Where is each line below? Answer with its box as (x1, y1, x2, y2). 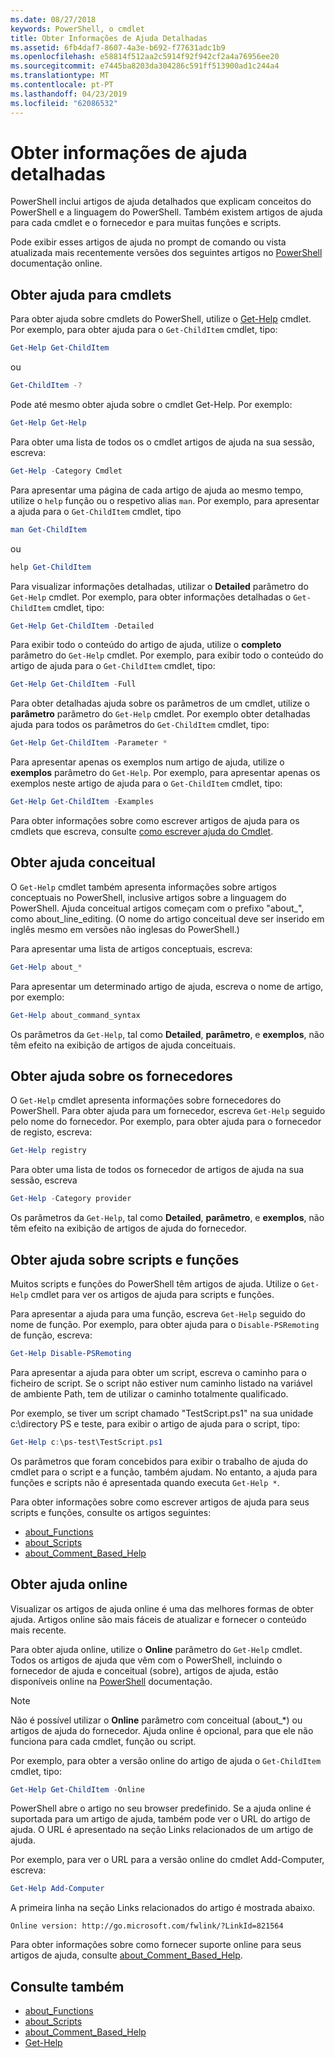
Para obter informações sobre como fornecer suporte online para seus (10, 1939, 302, 1951)
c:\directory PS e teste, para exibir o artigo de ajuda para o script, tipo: (10, 1417, 301, 1430)
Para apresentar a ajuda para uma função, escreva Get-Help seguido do (10, 1307, 306, 1320)
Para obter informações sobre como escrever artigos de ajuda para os (10, 815, 300, 826)
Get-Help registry (10, 1146, 87, 1156)
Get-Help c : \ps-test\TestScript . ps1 (10, 1437, 163, 1447)
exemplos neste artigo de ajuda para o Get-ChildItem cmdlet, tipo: (10, 777, 283, 790)
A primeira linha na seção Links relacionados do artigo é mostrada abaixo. (10, 1902, 316, 1914)
